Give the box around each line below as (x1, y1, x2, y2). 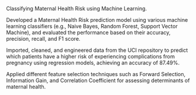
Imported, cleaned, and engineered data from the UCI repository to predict (6, 47, 188, 54)
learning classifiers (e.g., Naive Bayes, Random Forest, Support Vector (6, 23, 178, 30)
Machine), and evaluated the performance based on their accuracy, (6, 29, 171, 36)
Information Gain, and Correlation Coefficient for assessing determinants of (6, 77, 190, 84)
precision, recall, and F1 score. (6, 35, 81, 42)
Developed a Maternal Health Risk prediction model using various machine (6, 17, 188, 23)
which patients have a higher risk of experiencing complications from (6, 53, 175, 60)
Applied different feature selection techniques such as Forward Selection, (6, 71, 186, 77)
